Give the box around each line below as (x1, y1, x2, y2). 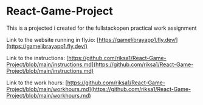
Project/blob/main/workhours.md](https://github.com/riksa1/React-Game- (6, 85, 191, 92)
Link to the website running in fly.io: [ (6, 36, 99, 43)
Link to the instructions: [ (6, 54, 69, 61)
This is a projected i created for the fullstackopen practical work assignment (6, 24, 197, 32)
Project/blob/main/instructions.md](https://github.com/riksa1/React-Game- (6, 61, 194, 68)
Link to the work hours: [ (6, 79, 68, 86)
